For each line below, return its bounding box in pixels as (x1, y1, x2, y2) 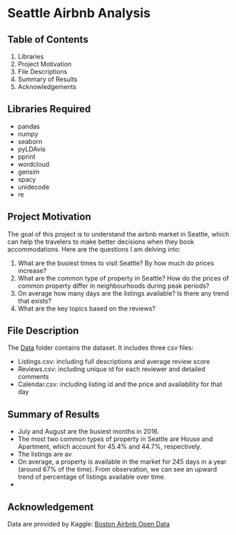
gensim (17, 167, 40, 176)
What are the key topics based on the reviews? (17, 304, 155, 313)
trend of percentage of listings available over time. (17, 472, 166, 482)
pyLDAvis (17, 145, 46, 153)
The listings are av (17, 450, 73, 459)
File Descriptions (17, 68, 68, 76)
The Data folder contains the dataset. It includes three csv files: (7, 343, 194, 352)
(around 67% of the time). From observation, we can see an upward (17, 465, 217, 474)
